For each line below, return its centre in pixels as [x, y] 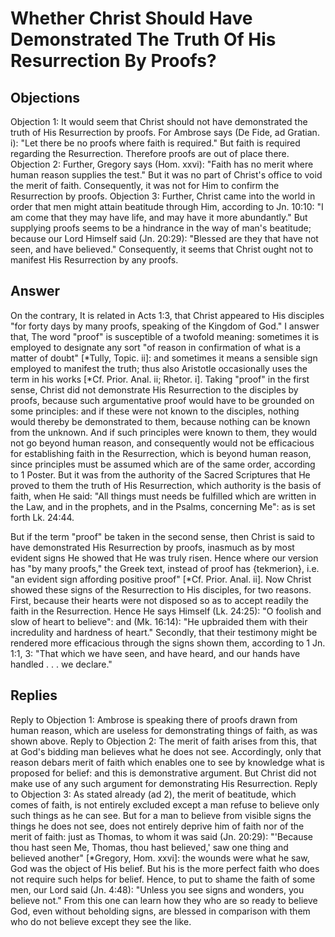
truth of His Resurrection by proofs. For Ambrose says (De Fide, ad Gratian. [165, 132]
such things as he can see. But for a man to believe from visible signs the [161, 815]
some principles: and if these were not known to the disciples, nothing [155, 411]
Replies [34, 695]
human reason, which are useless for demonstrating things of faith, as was [164, 730]
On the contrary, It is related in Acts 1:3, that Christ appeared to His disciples [167, 315]
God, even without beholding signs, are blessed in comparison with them [160, 911]
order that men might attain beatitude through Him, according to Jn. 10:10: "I [167, 206]
